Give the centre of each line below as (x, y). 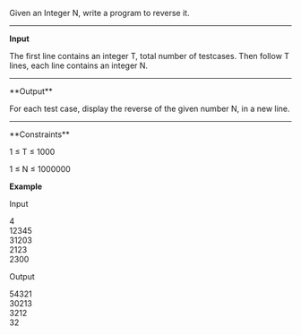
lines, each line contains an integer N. (79, 65)
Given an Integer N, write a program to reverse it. (99, 13)
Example (26, 186)
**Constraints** (39, 134)
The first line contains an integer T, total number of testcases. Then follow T (149, 56)
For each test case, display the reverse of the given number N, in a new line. (150, 108)
